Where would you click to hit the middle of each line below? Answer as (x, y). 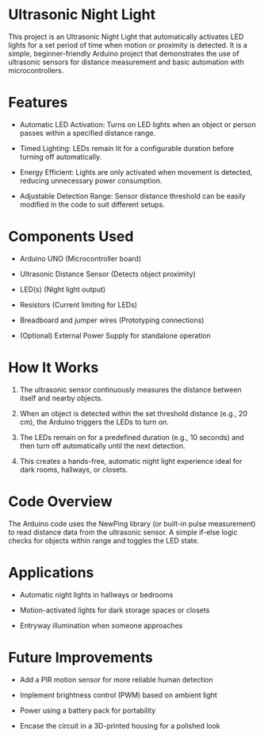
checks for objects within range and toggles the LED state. (104, 540)
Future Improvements (80, 657)
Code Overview (60, 501)
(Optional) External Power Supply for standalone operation (115, 335)
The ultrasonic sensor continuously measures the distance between (130, 389)
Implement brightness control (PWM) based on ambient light (119, 695)
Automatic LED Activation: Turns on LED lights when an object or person (138, 124)
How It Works (54, 368)
